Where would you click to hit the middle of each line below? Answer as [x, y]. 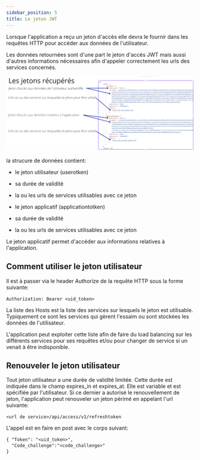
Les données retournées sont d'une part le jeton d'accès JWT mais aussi [96, 54]
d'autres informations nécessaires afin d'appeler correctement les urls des [98, 61]
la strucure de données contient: [46, 160]
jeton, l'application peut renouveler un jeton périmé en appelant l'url [90, 399]
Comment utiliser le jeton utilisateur [74, 266]
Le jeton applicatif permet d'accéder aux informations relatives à [86, 241]
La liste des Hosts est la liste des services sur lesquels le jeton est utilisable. [100, 310]
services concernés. [31, 67]
